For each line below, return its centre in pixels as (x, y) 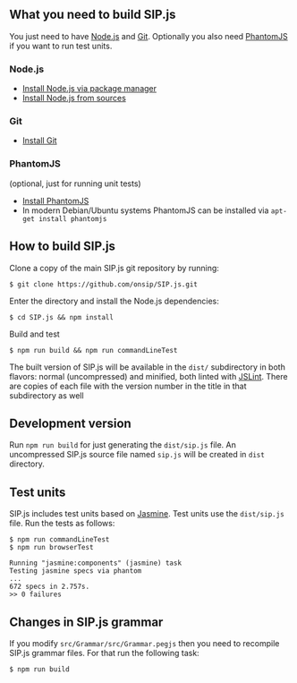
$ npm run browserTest (51, 548)
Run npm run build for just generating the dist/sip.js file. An (123, 445)
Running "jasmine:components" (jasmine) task (95, 563)
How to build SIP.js (63, 247)
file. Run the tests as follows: (62, 524)
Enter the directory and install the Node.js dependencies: (114, 301)
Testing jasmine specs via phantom (76, 571)
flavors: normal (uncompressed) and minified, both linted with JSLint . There (148, 376)
